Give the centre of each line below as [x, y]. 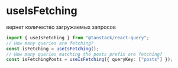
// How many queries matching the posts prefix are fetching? [84, 54]
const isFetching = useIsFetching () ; [53, 49]
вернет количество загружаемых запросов [61, 27]
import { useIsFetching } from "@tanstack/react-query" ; [78, 38]
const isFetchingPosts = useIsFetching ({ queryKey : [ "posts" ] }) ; [90, 60]
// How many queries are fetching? [50, 43]
